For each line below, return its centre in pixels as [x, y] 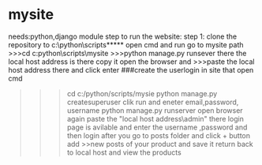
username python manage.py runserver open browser [155, 110]
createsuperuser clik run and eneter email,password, [153, 102]
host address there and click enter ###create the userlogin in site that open [131, 69]
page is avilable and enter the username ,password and [157, 127]
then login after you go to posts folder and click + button [159, 135]
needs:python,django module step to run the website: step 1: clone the [123, 36]
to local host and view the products [124, 152]
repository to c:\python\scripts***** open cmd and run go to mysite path [126, 44]
